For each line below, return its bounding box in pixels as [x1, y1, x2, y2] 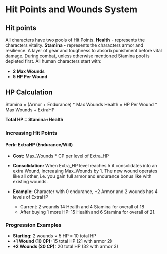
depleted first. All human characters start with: [5, 58, 102, 64]
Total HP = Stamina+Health [5, 116, 64, 122]
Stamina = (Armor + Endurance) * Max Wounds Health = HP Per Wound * [5, 101, 157, 107]
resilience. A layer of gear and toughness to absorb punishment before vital [5, 48, 162, 53]
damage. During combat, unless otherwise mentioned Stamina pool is [5, 53, 150, 59]
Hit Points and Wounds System [5, 4, 138, 15]
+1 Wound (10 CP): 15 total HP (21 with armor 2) [12, 238, 112, 244]
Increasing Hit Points [5, 129, 58, 136]
